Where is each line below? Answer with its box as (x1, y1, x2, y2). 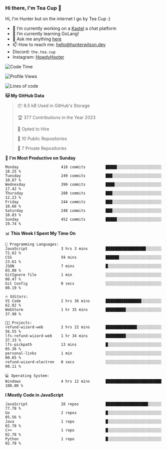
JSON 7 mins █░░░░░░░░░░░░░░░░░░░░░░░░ (5, 264, 162, 269)
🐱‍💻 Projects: (5, 320, 32, 325)
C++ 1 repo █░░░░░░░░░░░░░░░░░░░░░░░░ (5, 428, 162, 433)
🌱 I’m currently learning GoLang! (12, 31, 79, 37)
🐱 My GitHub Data (5, 93, 45, 99)
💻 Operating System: (5, 373, 50, 378)
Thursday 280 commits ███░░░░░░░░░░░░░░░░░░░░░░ (5, 191, 162, 196)
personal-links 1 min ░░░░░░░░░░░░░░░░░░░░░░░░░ (5, 351, 162, 356)
